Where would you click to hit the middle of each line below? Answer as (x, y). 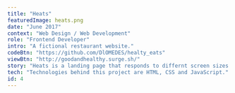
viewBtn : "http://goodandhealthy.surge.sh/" (74, 59)
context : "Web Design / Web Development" (69, 33)
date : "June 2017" (34, 27)
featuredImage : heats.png (45, 20)
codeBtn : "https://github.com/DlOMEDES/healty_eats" (86, 53)
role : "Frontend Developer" (49, 40)
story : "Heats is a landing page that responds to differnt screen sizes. (120, 66)
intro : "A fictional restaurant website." (71, 46)
